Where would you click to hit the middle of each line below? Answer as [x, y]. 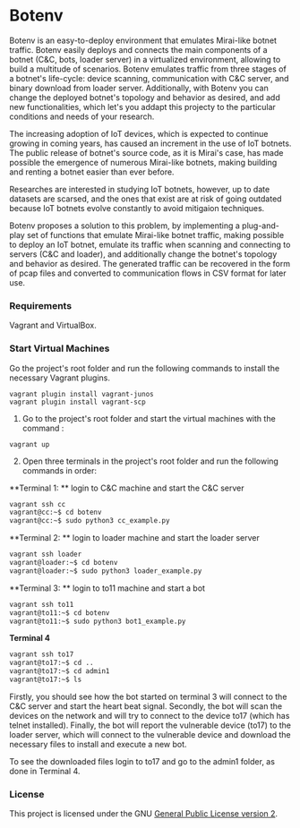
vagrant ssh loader [46, 555]
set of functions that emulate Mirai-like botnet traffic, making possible [155, 235]
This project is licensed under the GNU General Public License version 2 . [144, 814]
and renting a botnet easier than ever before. [92, 172]
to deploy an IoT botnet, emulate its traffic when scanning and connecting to [150, 244]
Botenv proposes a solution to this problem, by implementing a [124, 226]
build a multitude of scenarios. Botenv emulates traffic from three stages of [148, 69]
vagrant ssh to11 [42, 604]
